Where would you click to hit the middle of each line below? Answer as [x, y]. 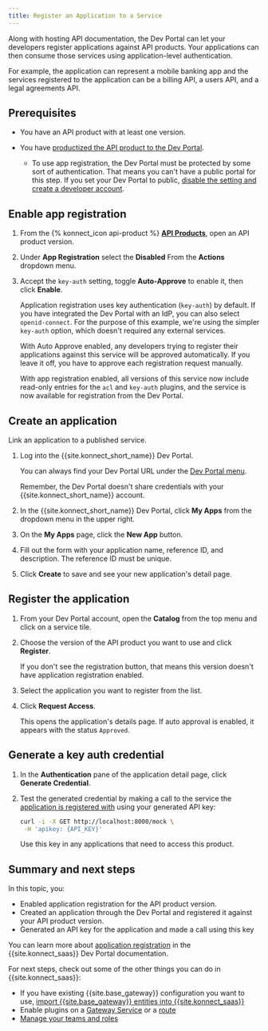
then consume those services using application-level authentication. [120, 55]
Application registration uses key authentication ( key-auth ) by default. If [138, 306]
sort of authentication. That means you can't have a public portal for [144, 172]
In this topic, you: [37, 889]
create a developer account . [78, 189]
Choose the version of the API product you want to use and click [126, 642]
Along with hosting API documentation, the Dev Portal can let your [117, 38]
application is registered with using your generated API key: [118, 807]
